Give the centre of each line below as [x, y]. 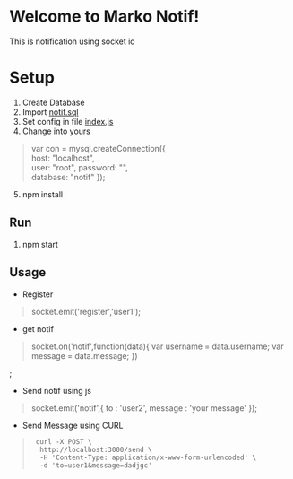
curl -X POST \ [64, 441]
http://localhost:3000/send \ [96, 449]
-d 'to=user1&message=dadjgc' [96, 465]
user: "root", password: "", [79, 167]
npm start [40, 244]
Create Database [53, 102]
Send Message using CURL [73, 425]
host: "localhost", [63, 158]
